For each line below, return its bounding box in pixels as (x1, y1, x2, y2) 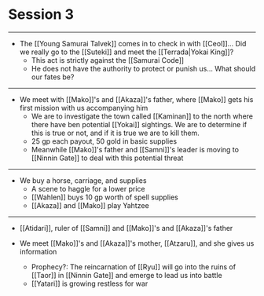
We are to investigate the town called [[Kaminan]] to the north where (31, 111, 254, 121)
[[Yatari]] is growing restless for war (31, 279, 148, 288)
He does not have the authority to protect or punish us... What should (31, 64, 256, 73)
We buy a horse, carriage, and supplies (19, 175, 147, 185)
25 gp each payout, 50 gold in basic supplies (31, 136, 178, 146)
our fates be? (31, 72, 75, 82)
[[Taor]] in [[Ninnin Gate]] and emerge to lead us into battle (31, 270, 222, 280)
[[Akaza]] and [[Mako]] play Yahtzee (31, 200, 149, 210)
